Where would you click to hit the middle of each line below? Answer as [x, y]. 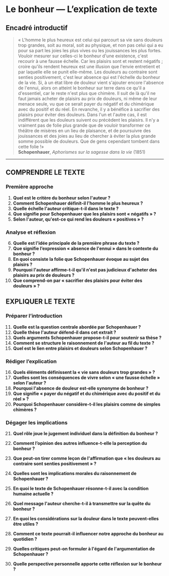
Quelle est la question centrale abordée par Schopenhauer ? [77, 327]
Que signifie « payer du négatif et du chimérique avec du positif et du [87, 394]
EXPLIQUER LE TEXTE [40, 302]
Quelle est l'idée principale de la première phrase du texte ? [76, 243]
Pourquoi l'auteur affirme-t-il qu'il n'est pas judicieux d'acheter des [85, 269]
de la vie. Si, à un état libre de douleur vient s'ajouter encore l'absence [91, 82]
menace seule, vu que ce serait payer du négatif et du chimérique [86, 104]
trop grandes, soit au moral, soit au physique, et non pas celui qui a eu [91, 45]
